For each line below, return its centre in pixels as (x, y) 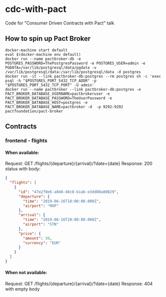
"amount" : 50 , (38, 238)
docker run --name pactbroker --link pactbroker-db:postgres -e (73, 89)
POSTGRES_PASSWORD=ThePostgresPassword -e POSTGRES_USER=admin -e (75, 63)
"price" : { (30, 233)
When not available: (26, 273)
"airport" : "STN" (41, 224)
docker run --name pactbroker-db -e (43, 59)
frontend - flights (26, 141)
